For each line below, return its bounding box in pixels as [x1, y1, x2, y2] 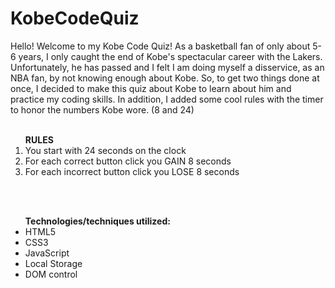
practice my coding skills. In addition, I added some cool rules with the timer [10, 93, 324, 105]
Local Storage [24, 257, 83, 269]
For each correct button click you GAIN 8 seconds [24, 155, 232, 167]
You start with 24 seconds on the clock [24, 144, 187, 156]
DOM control [24, 268, 78, 280]
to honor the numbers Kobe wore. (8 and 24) [10, 103, 195, 116]
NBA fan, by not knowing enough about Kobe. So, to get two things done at [10, 72, 320, 84]
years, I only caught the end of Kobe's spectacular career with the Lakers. [18, 50, 323, 62]
